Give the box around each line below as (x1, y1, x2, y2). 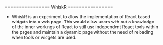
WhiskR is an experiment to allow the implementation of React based (11, 14, 150, 19)
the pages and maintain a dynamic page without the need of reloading (11, 29, 154, 35)
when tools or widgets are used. (11, 34, 77, 40)
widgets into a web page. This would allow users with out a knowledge (11, 19, 155, 24)
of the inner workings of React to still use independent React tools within (11, 24, 159, 30)
